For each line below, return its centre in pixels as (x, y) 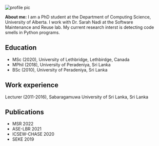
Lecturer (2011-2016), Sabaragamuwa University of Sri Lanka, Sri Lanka (77, 97)
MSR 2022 (23, 124)
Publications (25, 112)
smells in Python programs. (32, 32)
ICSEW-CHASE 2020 (33, 134)
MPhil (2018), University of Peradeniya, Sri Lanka (61, 64)
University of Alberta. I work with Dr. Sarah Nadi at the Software (69, 22)
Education (21, 48)
